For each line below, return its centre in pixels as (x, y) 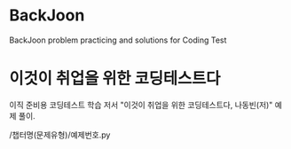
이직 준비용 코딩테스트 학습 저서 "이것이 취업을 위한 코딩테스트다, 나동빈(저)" (141, 105)
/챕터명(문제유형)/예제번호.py (60, 135)
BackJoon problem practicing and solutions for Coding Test (118, 40)
